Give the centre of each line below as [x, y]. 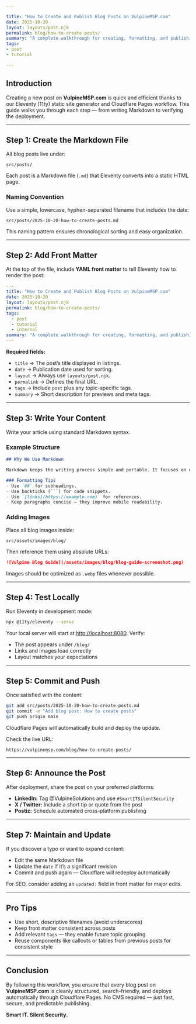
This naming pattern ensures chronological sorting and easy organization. [95, 231]
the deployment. [26, 116]
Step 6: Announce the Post [56, 773]
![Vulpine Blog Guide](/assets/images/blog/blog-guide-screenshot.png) [95, 562]
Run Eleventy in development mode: [49, 611]
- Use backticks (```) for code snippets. [58, 491]
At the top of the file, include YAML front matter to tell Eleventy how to [91, 269]
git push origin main [32, 716]
